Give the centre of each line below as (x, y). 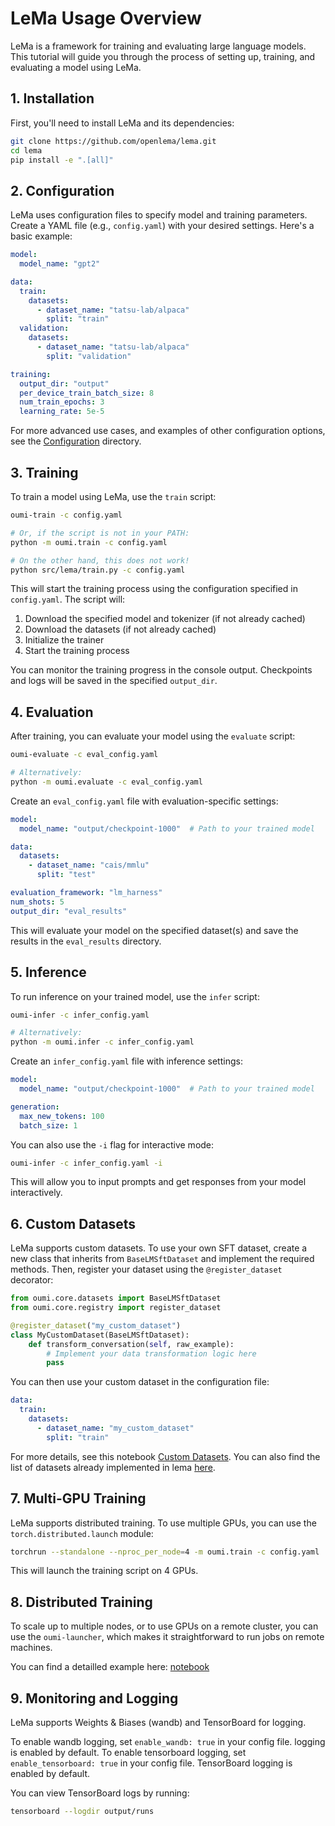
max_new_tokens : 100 (62, 1116)
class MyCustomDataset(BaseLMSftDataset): (100, 1335)
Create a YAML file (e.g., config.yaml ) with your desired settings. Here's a (162, 226)
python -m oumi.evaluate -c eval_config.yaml (106, 782)
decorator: (32, 1280)
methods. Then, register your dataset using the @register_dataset (146, 1269)
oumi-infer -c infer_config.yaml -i (86, 1163)
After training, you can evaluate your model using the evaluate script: (153, 736)
